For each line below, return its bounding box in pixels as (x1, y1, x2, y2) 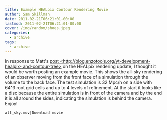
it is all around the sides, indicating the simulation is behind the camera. (5, 95, 152, 101)
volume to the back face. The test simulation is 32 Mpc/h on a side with (5, 79, 152, 85)
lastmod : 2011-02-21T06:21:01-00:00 (5, 21, 81, 26)
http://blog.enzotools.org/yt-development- (63, 58, 151, 64)
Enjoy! (5, 100, 18, 106)
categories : (5, 30, 30, 35)
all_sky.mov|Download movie (5, 110, 64, 115)
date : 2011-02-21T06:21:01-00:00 (5, 16, 75, 21)
